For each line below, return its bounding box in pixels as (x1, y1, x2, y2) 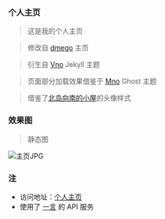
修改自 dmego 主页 (27, 43, 89, 53)
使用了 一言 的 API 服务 (19, 202, 94, 211)
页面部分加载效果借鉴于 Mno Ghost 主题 (27, 76, 157, 86)
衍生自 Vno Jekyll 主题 (27, 60, 101, 69)
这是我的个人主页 (27, 26, 83, 36)
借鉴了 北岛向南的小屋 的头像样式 (27, 93, 131, 103)
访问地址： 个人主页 (19, 191, 82, 202)
